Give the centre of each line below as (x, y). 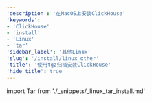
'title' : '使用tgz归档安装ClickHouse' (59, 65)
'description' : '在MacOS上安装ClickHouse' (66, 13)
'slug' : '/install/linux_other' (53, 59)
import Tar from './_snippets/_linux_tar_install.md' (76, 91)
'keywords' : (23, 20)
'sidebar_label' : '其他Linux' (48, 52)
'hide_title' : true (34, 71)
